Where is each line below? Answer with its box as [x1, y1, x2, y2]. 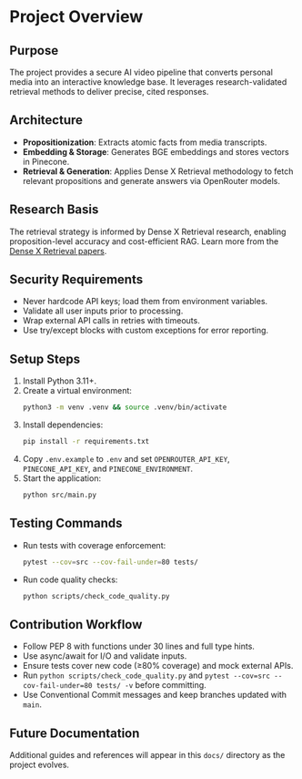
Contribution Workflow [9, 617, 143, 632]
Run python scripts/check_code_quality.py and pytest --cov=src [22, 670, 271, 681]
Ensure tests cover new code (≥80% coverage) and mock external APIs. [22, 661, 294, 671]
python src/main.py [22, 490, 97, 499]
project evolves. [9, 759, 70, 771]
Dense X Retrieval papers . [9, 245, 107, 256]
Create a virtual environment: [22, 385, 132, 396]
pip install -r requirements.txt [22, 437, 150, 446]
